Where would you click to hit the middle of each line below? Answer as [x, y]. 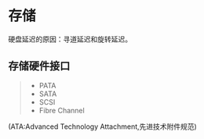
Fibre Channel [62, 110]
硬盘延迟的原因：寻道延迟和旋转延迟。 [70, 39]
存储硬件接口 [39, 66]
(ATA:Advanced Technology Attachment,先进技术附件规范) [103, 127]
